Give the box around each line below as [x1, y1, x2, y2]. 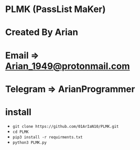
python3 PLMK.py [12, 140, 47, 145]
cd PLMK [12, 129, 29, 134]
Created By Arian [5, 27, 79, 38]
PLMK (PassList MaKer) [5, 4, 106, 15]
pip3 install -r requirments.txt [12, 134, 83, 139]
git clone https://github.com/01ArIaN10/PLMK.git [12, 124, 119, 129]
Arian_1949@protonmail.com [5, 60, 130, 71]
